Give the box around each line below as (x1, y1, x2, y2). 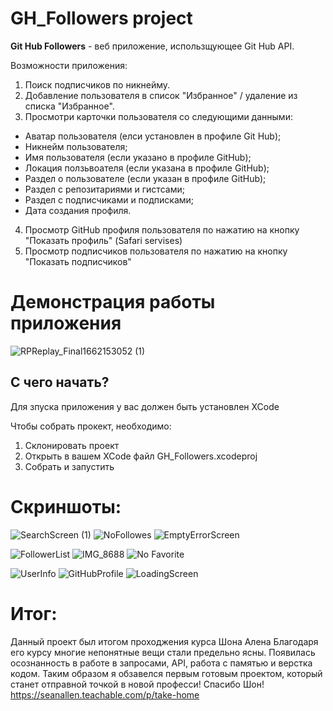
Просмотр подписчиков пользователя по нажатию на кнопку (24, 245, 288, 257)
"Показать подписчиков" (24, 255, 132, 267)
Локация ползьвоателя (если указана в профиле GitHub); (24, 162, 270, 174)
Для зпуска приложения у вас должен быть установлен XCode (10, 400, 280, 412)
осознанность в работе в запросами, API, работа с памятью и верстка (10, 657, 313, 669)
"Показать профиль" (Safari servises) (24, 234, 183, 246)
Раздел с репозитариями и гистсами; (24, 183, 185, 195)
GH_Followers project (10, 7, 193, 30)
